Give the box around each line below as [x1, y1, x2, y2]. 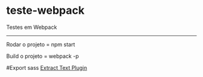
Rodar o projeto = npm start [6, 40, 76, 48]
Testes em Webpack [6, 23, 57, 31]
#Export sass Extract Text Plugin [6, 64, 88, 71]
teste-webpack [6, 4, 85, 17]
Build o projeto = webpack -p [6, 52, 79, 60]
